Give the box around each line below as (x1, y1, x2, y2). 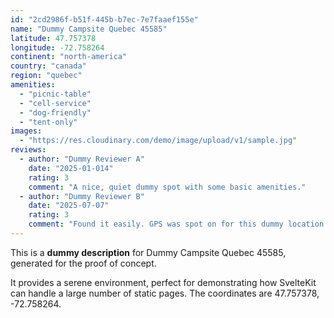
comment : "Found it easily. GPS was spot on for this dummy (28, 219, 284, 230)
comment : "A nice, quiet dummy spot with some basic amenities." (28, 182, 307, 192)
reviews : (10, 145, 47, 155)
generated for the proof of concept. (10, 257, 157, 269)
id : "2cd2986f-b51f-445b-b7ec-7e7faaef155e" (10, 14, 199, 25)
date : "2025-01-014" (28, 163, 114, 173)
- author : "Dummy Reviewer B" (19, 191, 145, 201)
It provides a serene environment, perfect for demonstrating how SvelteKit (10, 276, 317, 288)
